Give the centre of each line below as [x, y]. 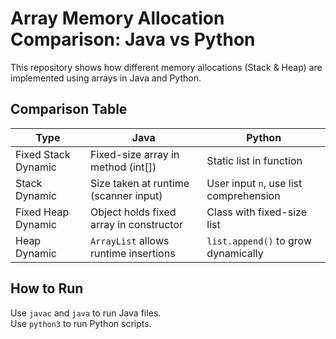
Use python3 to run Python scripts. [81, 323]
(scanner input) [126, 195]
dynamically [235, 253]
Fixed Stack [43, 154]
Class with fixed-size [256, 212]
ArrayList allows [129, 240]
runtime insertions [132, 253]
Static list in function [254, 160]
